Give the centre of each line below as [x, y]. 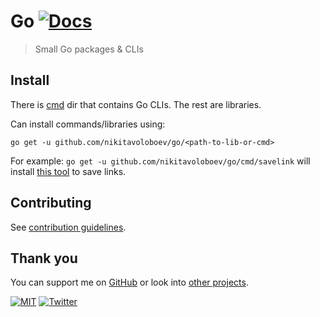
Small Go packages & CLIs [89, 49]
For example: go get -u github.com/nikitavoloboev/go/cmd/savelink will [160, 161]
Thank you [44, 258]
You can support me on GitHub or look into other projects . [129, 282]
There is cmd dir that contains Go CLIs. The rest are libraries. [136, 104]
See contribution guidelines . [68, 227]
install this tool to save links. [68, 171]
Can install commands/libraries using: [88, 124]
